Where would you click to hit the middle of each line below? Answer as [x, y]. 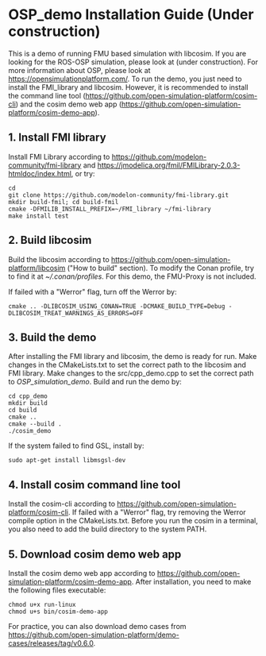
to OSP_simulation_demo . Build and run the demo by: [95, 382]
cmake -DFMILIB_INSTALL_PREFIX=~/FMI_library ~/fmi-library [110, 209]
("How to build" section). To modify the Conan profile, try [160, 268]
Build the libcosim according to [59, 259]
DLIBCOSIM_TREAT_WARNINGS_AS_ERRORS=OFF [76, 313]
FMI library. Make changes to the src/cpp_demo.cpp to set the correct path [131, 373]
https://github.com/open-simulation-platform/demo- [94, 635]
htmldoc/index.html [40, 173]
